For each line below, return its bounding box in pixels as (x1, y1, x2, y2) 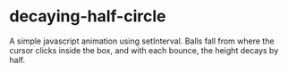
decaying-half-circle (9, 6, 166, 27)
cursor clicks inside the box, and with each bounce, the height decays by (9, 44, 279, 55)
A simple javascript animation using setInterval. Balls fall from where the (9, 36, 275, 46)
